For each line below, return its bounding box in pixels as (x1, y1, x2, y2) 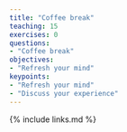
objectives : (9, 55, 54, 64)
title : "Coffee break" (9, 13, 95, 23)
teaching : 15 (9, 22, 59, 31)
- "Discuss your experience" (9, 89, 119, 98)
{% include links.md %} (9, 114, 97, 125)
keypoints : (9, 72, 50, 81)
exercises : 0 (9, 30, 59, 39)
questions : (9, 38, 50, 48)
